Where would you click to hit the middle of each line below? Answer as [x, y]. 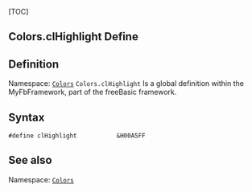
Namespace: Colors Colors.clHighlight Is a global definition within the [126, 84]
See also [30, 160]
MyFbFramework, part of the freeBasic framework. [93, 92]
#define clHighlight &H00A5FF [77, 136]
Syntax [27, 117]
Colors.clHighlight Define [73, 37]
